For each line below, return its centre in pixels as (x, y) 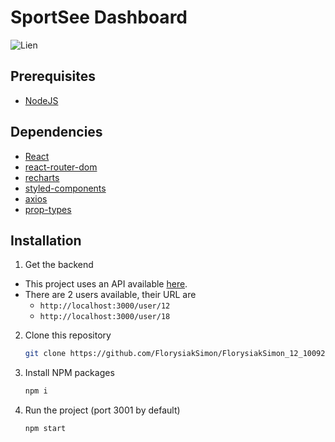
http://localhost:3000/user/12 (105, 306)
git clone (45, 354)
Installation (46, 240)
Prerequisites (53, 76)
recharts (42, 177)
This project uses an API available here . (106, 284)
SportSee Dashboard (99, 17)
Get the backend (59, 265)
